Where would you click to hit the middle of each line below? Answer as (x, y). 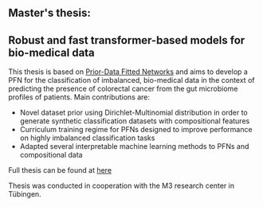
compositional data (51, 155)
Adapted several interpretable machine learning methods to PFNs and (134, 146)
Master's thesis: (50, 13)
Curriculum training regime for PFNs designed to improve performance (136, 130)
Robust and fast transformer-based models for (127, 40)
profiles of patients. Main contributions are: (79, 97)
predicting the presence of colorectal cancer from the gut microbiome (123, 89)
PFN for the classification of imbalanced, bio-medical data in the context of (131, 80)
